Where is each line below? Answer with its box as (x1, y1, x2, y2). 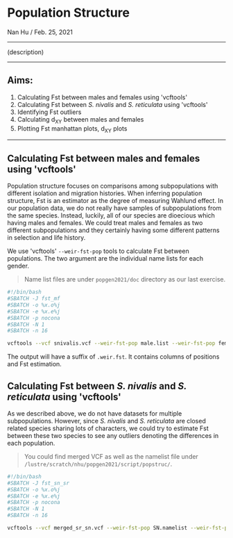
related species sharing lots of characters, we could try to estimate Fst (7, 424, 209, 432)
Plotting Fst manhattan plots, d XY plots (17, 124, 128, 134)
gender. (7, 262, 30, 270)
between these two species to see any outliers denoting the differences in (7, 431, 219, 439)
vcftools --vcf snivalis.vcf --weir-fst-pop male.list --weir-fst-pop (7, 340, 216, 347)
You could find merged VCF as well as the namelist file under (24, 452, 199, 460)
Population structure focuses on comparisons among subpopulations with (7, 182, 218, 190)
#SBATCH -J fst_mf (7, 295, 60, 302)
